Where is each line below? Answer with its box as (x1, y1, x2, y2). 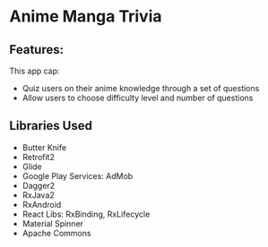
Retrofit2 (22, 151, 56, 162)
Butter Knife (22, 141, 67, 153)
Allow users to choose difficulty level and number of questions (22, 92, 254, 103)
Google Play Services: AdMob (22, 170, 134, 181)
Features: (9, 42, 65, 57)
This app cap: (9, 65, 60, 76)
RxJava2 (22, 190, 56, 200)
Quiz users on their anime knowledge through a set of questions (22, 83, 260, 93)
